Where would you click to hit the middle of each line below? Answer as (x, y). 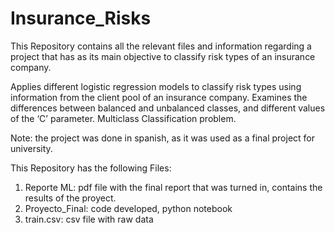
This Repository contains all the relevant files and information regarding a (161, 46)
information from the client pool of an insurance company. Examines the (159, 97)
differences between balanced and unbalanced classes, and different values (168, 108)
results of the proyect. (70, 198)
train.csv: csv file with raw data (89, 219)
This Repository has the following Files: (91, 168)
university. (31, 148)
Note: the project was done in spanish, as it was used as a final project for (163, 138)
